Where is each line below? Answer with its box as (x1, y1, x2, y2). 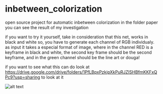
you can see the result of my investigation (5, 24, 89, 30)
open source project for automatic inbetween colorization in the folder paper (5, 19, 158, 25)
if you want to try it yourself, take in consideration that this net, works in (5, 34, 148, 40)
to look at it (41, 74, 64, 80)
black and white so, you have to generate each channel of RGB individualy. (5, 39, 154, 45)
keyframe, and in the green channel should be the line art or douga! (5, 54, 140, 60)
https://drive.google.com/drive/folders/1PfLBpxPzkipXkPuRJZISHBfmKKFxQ (5, 69, 158, 75)
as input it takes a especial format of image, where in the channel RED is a (5, 44, 153, 50)
